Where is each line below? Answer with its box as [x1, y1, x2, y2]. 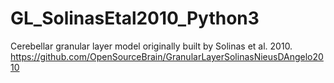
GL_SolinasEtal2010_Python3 [10, 7, 260, 30]
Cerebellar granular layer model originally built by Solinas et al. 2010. [10, 40, 293, 52]
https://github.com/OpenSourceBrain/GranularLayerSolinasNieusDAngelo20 [10, 50, 324, 62]
